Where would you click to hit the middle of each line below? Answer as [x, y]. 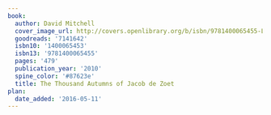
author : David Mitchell [55, 23]
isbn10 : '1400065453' [51, 46]
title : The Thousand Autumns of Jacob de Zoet [95, 83]
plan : [17, 91]
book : [17, 16]
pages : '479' [37, 62]
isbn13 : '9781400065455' [57, 53]
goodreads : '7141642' [51, 38]
